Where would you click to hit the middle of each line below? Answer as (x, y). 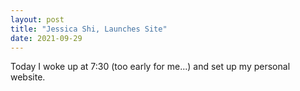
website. (28, 77)
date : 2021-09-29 (46, 38)
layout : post (37, 19)
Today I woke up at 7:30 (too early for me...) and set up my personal (150, 67)
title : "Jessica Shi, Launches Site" (89, 29)
